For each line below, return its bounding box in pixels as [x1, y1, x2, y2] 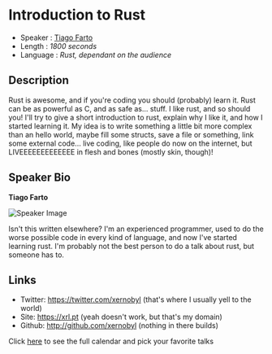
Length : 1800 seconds [19, 41, 97, 50]
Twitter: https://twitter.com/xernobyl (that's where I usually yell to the [19, 295, 252, 304]
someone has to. [8, 250, 65, 260]
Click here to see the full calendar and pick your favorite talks [8, 336, 214, 347]
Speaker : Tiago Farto [19, 33, 93, 42]
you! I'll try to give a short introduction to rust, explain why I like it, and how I [8, 112, 263, 122]
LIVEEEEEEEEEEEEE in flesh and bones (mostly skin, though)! [8, 146, 214, 156]
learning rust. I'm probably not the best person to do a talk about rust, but [8, 241, 254, 251]
